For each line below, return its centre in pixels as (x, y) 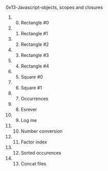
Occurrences (35, 99)
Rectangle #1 (34, 33)
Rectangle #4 (35, 66)
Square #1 (31, 88)
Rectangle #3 (35, 55)
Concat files (33, 164)
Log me (29, 120)
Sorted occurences (41, 153)
